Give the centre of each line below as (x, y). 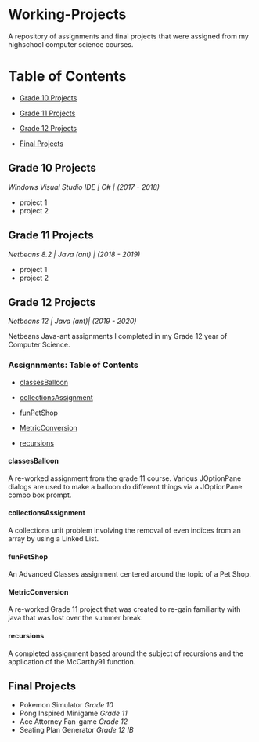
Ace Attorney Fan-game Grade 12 (74, 722)
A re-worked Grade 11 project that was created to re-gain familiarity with (124, 609)
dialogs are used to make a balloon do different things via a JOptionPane (125, 486)
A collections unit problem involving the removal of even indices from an (124, 530)
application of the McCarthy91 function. (72, 661)
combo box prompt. (40, 495)
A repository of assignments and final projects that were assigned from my (128, 36)
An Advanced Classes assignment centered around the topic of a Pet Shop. (130, 574)
